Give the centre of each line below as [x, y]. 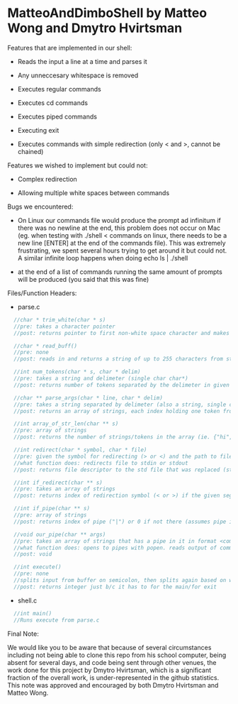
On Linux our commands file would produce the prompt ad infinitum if [119, 220]
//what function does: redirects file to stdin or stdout [101, 463]
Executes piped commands [57, 116]
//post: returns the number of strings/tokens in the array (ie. [112, 437]
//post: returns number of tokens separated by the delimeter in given [122, 385]
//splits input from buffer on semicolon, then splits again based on [120, 581]
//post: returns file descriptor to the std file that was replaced [117, 470]
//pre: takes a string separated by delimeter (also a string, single [120, 405]
